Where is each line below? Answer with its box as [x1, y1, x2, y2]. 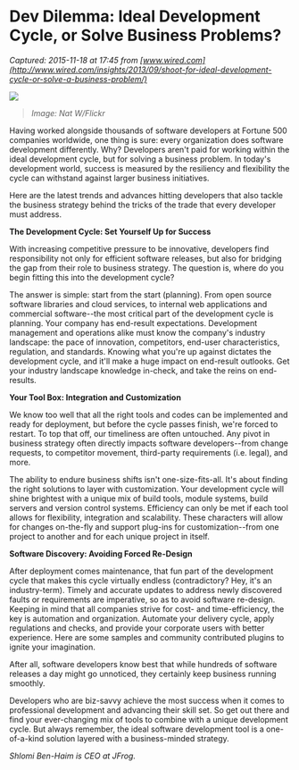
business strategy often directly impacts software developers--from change [9, 438, 288, 448]
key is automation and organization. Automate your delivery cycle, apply [9, 613, 275, 624]
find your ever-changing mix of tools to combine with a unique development [9, 714, 288, 724]
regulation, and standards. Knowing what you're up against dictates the [9, 346, 272, 356]
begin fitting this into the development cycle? [9, 272, 175, 282]
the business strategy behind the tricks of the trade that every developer [9, 199, 277, 210]
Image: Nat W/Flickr [30, 107, 105, 118]
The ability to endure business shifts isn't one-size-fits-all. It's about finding [9, 473, 288, 484]
